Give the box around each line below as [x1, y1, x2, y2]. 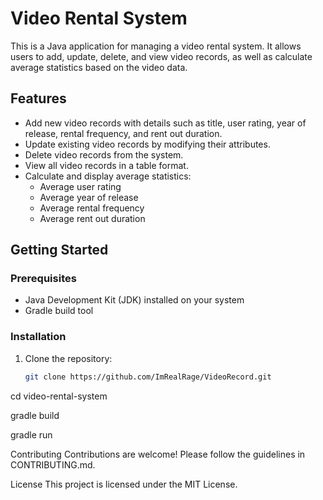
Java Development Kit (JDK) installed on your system [24, 294, 245, 306]
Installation [10, 330, 67, 344]
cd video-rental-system [10, 390, 108, 402]
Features [10, 90, 67, 107]
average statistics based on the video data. [10, 61, 188, 73]
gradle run [10, 428, 53, 441]
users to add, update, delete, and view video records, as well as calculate [10, 50, 313, 62]
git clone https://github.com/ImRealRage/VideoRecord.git [24, 372, 272, 382]
